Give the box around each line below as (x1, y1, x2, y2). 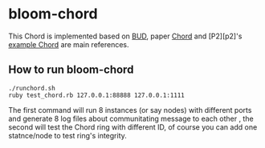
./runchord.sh (8, 84, 56, 92)
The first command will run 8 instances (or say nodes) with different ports (8, 105, 252, 114)
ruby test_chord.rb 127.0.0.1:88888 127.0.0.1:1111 (8, 91, 185, 99)
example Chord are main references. (8, 39, 130, 49)
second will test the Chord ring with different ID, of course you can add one (8, 122, 258, 132)
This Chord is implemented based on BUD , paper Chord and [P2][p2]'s (8, 31, 243, 41)
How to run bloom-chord (8, 63, 134, 77)
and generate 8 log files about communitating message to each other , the (8, 114, 255, 123)
